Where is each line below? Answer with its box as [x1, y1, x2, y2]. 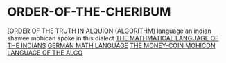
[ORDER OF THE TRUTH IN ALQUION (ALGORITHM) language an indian [7, 27, 211, 35]
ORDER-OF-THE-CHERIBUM [7, 4, 171, 20]
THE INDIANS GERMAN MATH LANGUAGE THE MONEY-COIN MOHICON [7, 41, 216, 49]
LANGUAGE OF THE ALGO [7, 49, 83, 57]
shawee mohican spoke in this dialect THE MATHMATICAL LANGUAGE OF [7, 34, 219, 42]
